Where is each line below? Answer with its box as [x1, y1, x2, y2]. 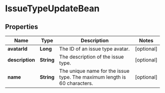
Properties [5, 23, 38, 31]
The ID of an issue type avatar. [59, 45, 130, 52]
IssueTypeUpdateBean [5, 3, 100, 14]
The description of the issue [59, 54, 124, 60]
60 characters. [59, 80, 93, 87]
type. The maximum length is [59, 74, 126, 80]
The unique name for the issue [59, 67, 130, 74]
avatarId [7, 45, 28, 52]
